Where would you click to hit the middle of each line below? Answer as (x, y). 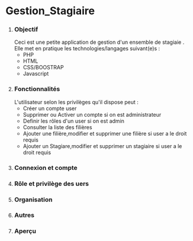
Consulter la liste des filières (57, 127)
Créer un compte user (50, 108)
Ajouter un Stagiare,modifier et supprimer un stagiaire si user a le (102, 146)
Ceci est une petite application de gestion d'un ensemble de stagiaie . (99, 42)
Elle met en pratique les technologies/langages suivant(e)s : (87, 49)
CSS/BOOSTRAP (43, 68)
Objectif (26, 30)
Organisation (33, 200)
